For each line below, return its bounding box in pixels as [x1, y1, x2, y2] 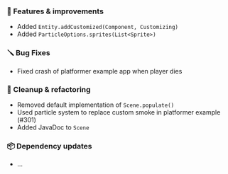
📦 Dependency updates [6, 141, 93, 151]
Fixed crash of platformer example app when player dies [16, 66, 183, 75]
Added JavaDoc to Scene [16, 123, 89, 132]
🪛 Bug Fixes [6, 48, 50, 58]
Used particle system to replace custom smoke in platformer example [16, 108, 221, 116]
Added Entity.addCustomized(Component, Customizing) [16, 23, 179, 31]
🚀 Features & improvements [6, 6, 104, 16]
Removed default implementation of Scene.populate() [16, 100, 175, 109]
